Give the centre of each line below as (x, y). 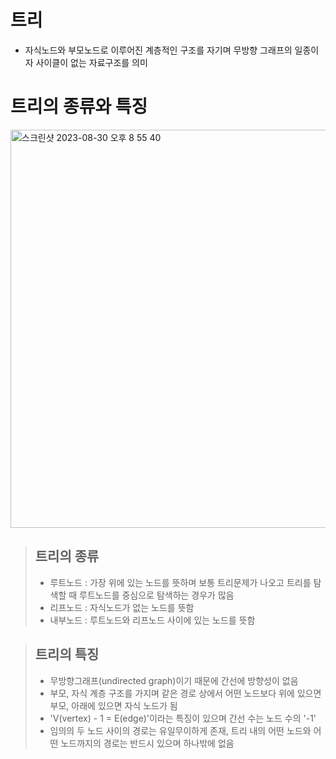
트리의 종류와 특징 (79, 107)
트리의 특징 (67, 654)
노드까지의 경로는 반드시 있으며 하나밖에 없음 (147, 743)
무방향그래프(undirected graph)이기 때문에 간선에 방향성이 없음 (174, 680)
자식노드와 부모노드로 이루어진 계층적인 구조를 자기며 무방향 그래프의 (158, 50)
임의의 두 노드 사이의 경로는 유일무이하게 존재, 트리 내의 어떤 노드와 (180, 730)
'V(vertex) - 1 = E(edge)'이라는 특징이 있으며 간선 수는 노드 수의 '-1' (183, 718)
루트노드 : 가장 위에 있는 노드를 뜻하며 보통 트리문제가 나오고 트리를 (180, 582)
